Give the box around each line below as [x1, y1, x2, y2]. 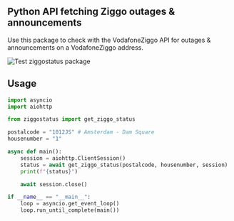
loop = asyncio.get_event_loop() [20, 200, 120, 207]
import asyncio [7, 96, 53, 104]
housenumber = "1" [7, 135, 62, 143]
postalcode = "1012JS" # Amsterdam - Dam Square [7, 129, 155, 136]
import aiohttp [7, 103, 53, 110]
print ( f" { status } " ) [20, 168, 78, 175]
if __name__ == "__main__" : [7, 193, 91, 201]
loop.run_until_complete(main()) [20, 207, 120, 214]
